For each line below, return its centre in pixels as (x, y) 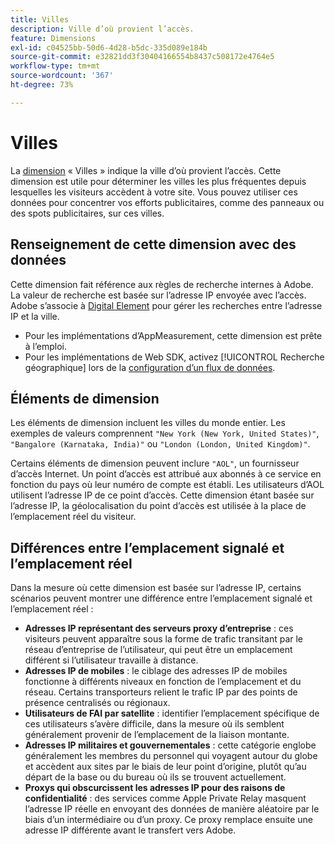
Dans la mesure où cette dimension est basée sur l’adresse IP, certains (156, 588)
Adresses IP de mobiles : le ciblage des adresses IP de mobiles (156, 671)
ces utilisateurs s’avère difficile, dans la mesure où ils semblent (154, 724)
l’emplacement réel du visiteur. (73, 517)
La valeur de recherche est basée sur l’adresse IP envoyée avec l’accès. (158, 295)
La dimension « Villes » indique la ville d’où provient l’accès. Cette (146, 170)
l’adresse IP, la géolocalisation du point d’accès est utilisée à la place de (158, 506)
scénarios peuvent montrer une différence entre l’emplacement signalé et (161, 598)
